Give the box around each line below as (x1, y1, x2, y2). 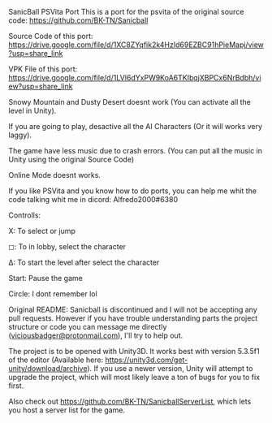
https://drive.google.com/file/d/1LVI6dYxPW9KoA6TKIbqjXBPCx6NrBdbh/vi (8, 73, 261, 82)
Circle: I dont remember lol (8, 289, 97, 299)
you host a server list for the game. (8, 405, 126, 415)
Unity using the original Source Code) (8, 154, 135, 164)
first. (8, 381, 24, 391)
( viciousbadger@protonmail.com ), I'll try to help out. (8, 330, 183, 340)
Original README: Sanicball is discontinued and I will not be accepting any (8, 304, 257, 314)
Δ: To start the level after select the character (8, 257, 160, 267)
